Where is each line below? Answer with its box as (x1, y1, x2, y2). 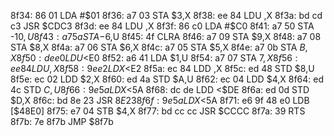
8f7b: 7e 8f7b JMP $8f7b (10, 116, 114, 127)
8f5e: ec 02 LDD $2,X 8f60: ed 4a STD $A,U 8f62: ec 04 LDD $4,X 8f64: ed (10, 73, 325, 85)
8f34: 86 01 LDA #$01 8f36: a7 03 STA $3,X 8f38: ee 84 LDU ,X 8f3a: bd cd (10, 10, 323, 21)
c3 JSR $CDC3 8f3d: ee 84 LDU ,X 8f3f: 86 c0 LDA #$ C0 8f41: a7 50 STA (10, 20, 315, 32)
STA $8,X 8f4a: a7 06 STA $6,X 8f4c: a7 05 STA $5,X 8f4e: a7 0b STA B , (10, 41, 308, 53)
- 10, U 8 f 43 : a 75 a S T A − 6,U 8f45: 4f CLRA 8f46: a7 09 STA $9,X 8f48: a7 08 (10, 31, 322, 42)
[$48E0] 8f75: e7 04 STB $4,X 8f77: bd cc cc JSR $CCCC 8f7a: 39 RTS (10, 105, 306, 117)
